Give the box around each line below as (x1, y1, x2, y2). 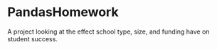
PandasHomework (7, 4, 119, 20)
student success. (7, 34, 58, 43)
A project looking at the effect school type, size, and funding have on (7, 27, 210, 36)
